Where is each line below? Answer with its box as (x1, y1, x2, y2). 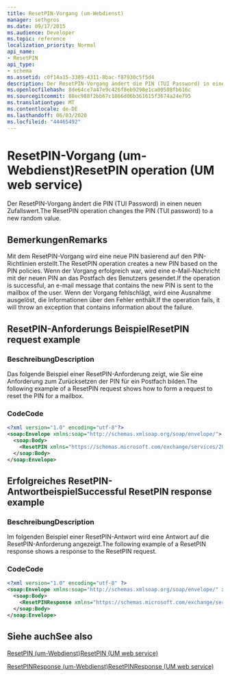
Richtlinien (7, 260, 37, 268)
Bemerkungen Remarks (7, 234, 108, 245)
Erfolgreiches (7, 475, 66, 487)
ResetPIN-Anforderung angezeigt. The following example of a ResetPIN (7, 540, 207, 548)
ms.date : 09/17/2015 (7, 23, 66, 29)
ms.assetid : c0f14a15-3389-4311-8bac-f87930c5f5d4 (7, 73, 155, 81)
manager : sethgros (7, 16, 60, 23)
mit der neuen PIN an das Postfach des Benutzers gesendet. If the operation (7, 274, 220, 282)
